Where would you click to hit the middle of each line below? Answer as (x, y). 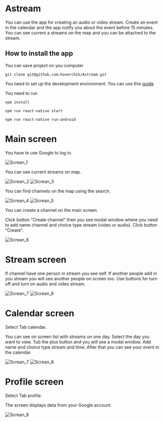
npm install (17, 102)
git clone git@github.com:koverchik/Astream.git (56, 75)
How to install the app (39, 54)
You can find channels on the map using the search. (58, 191)
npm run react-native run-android (41, 119)
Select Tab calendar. (26, 327)
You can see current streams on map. (43, 172)
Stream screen (36, 259)
